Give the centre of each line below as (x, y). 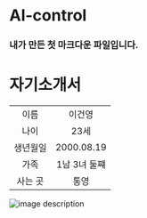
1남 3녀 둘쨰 (81, 165)
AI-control (48, 16)
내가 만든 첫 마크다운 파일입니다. (74, 45)
